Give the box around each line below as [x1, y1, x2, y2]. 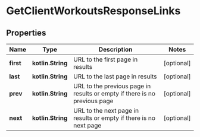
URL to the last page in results [73, 72, 157, 81]
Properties [6, 28, 46, 38]
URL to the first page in [73, 55, 138, 63]
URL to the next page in [73, 107, 139, 114]
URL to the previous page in [73, 82, 151, 90]
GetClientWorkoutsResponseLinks [6, 4, 181, 18]
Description [98, 46, 133, 53]
